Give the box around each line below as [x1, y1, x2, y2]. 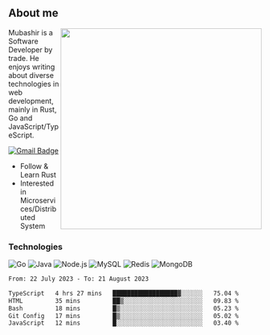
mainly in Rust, [8, 104, 57, 114]
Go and [8, 112, 33, 123]
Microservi [19, 195, 56, 205]
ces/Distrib [19, 204, 57, 214]
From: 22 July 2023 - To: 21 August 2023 [8, 275, 149, 284]
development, [8, 96, 54, 105]
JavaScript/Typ [8, 121, 59, 131]
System [19, 221, 46, 231]
